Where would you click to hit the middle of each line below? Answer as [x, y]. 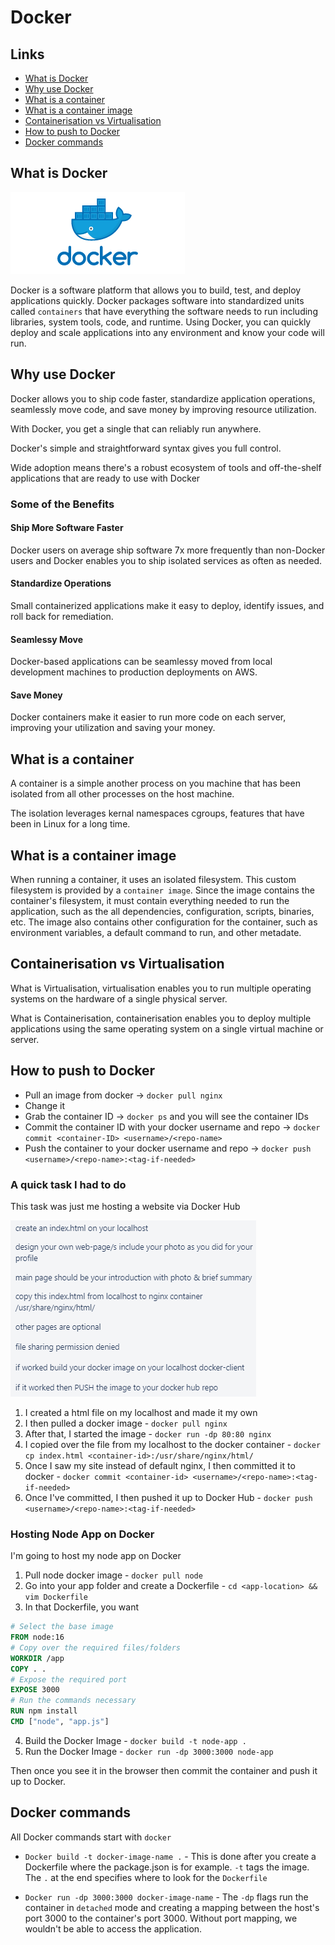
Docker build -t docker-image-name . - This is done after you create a [170, 1856]
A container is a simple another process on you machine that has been [155, 783]
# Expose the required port [69, 1679]
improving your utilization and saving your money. [113, 728]
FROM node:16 [37, 1637]
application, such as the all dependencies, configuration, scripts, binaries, [162, 911]
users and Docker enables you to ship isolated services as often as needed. [166, 560]
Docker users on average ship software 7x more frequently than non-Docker [168, 550]
